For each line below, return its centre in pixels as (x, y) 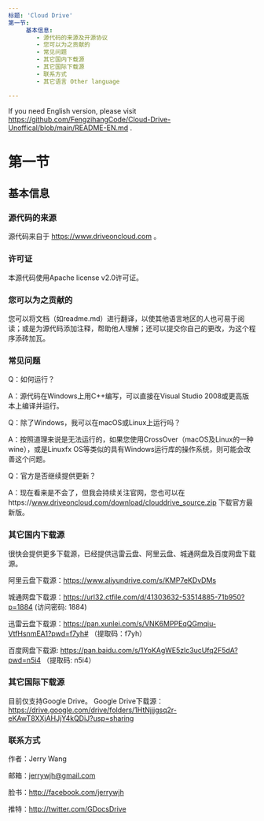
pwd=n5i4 (25, 660)
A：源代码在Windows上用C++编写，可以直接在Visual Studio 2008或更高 (125, 396)
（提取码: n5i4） (69, 660)
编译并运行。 (42, 406)
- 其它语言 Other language (78, 81)
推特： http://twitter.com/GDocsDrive (68, 809)
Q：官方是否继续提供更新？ (52, 476)
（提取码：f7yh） (118, 633)
